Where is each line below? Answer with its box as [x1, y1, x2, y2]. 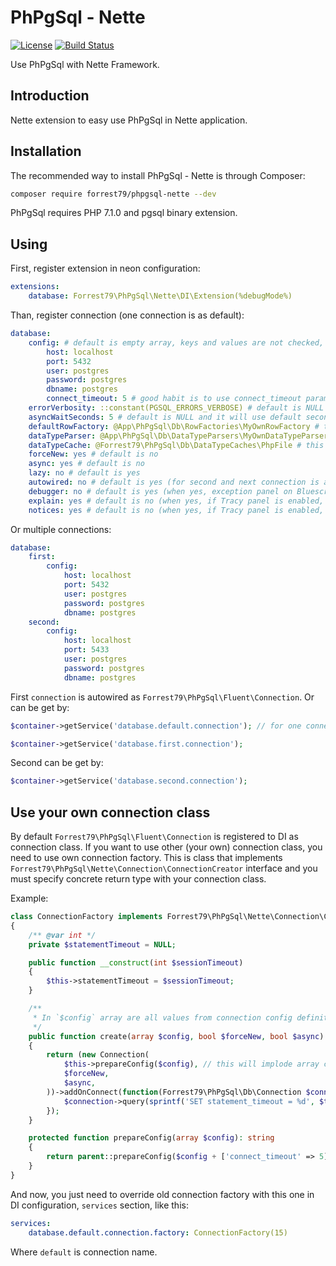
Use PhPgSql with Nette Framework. [10, 58, 160, 70]
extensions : [10, 282, 60, 292]
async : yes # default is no [28, 459, 145, 469]
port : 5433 [63, 645, 110, 655]
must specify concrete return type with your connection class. [10, 873, 267, 885]
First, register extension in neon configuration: [10, 262, 201, 275]
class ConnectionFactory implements [10, 912, 163, 922]
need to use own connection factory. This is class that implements [10, 852, 283, 864]
